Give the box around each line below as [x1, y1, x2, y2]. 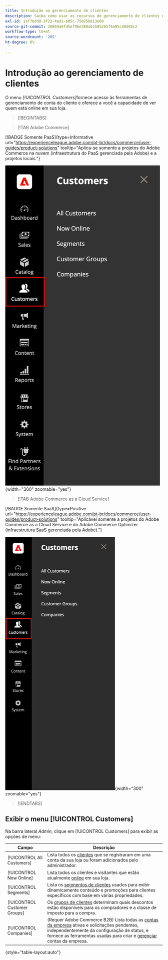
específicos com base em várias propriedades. [47, 892, 144, 898]
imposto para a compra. [47, 910, 96, 915]
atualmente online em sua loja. [47, 874, 110, 880]
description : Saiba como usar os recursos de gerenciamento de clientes [5, 13, 160, 19]
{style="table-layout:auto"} [5, 949, 61, 955]
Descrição [93, 844, 115, 850]
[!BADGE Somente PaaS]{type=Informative [5, 134, 93, 140]
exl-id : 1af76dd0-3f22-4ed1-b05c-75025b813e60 [5, 19, 104, 24]
